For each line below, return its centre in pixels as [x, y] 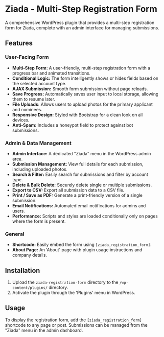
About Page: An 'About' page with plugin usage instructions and [77, 250]
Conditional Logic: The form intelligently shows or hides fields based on [85, 78]
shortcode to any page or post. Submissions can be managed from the [76, 325]
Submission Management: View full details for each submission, [78, 164]
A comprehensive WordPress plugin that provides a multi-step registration [80, 23]
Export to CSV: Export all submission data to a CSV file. [68, 190]
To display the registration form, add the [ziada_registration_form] [73, 320]
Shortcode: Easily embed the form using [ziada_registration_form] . [82, 245]
